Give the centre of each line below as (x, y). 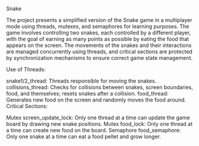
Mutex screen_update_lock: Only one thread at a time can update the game (98, 118)
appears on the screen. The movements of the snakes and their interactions (99, 45)
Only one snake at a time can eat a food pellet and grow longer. (84, 137)
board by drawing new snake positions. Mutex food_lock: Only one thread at (99, 124)
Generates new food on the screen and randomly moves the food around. (96, 100)
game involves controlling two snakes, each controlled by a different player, (99, 33)
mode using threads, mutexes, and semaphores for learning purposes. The (98, 26)
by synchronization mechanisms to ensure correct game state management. (99, 58)
